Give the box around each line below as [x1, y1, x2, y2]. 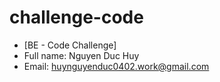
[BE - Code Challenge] [23, 39, 117, 51]
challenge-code [9, 6, 144, 29]
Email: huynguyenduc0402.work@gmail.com [23, 60, 210, 72]
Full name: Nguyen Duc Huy [23, 49, 140, 61]
